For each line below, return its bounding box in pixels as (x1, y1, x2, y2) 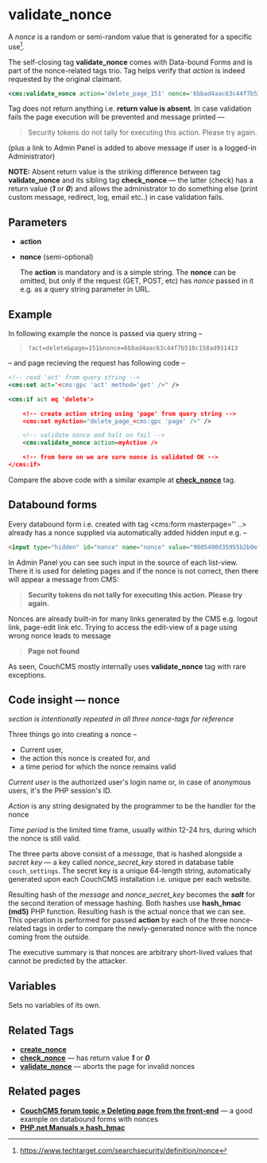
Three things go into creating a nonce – (8, 730, 137, 739)
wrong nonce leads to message (8, 631, 111, 640)
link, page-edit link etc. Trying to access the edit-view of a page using (8, 622, 238, 632)
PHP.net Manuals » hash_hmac (19, 1122, 126, 1132)
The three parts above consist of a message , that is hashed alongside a (8, 849, 242, 859)
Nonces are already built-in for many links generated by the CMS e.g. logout (8, 613, 258, 623)
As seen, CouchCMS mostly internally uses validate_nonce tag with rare (8, 661, 246, 671)
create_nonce (19, 1045, 68, 1055)
